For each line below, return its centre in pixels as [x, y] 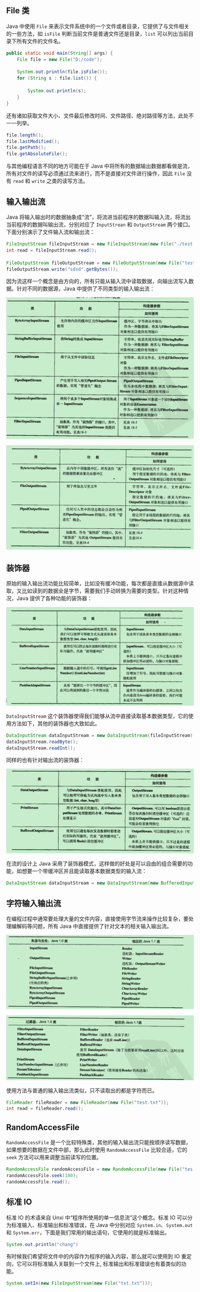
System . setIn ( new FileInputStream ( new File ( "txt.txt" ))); [79, 1284]
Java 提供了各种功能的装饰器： [54, 598]
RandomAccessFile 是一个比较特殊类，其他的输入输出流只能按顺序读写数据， [99, 1142]
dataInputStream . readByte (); [42, 742]
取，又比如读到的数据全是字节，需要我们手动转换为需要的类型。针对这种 [95, 591]
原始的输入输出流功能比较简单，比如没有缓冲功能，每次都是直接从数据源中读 [100, 583]
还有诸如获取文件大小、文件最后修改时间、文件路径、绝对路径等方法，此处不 [100, 116]
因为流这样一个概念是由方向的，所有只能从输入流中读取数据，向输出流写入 [97, 281]
